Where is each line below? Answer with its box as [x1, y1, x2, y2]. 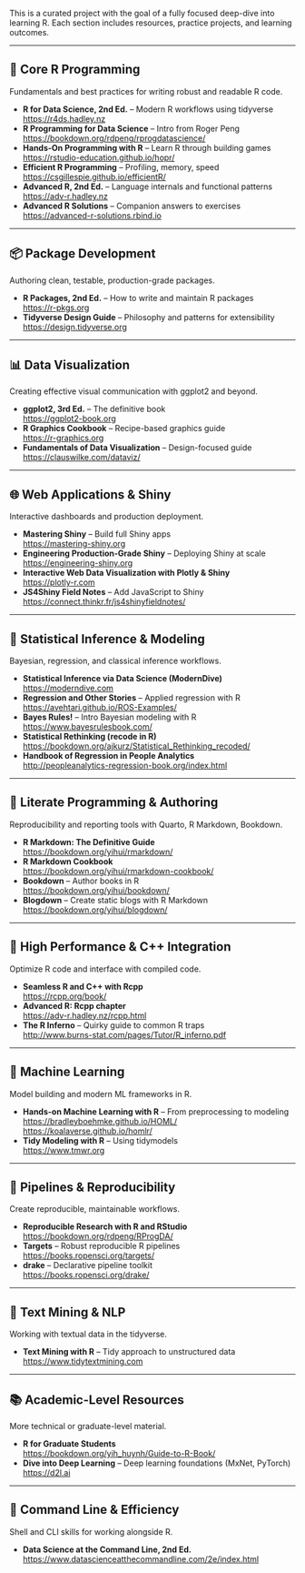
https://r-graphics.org [22, 432, 104, 444]
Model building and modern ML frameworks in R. [9, 1088, 192, 1099]
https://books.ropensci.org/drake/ [22, 1269, 150, 1281]
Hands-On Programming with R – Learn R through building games [22, 142, 271, 153]
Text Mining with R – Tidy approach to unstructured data [22, 1346, 236, 1357]
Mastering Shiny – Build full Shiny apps [22, 529, 171, 539]
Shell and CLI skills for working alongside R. [9, 1526, 173, 1537]
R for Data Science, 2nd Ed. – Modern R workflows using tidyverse [22, 104, 274, 115]
